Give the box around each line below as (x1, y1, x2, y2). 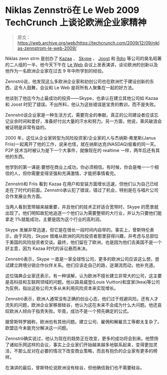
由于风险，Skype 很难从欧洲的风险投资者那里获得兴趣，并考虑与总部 (13, 233, 155, 239)
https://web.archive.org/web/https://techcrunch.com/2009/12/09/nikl (17, 40, 160, 46)
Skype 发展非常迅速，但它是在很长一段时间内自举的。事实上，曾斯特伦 (5, 226, 150, 232)
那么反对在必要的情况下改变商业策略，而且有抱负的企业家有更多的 (18, 348, 153, 354)
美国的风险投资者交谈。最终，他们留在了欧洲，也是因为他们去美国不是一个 (9, 239, 162, 245)
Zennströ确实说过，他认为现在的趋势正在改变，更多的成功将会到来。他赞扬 (5, 335, 159, 341)
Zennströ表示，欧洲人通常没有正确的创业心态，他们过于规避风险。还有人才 (5, 296, 159, 301)
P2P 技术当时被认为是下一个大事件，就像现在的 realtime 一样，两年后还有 (5, 147, 156, 153)
